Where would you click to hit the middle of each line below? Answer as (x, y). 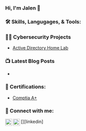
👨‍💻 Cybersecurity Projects (38, 37)
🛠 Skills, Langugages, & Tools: (43, 21)
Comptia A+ (25, 97)
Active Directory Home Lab (40, 48)
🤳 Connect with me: (29, 110)
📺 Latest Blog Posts (30, 61)
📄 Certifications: (25, 87)
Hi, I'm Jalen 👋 (23, 8)
